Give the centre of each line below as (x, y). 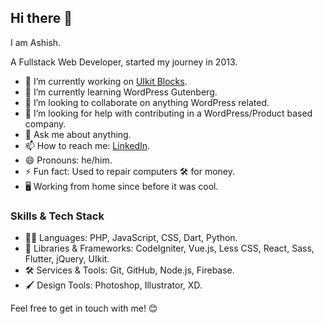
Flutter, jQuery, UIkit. (67, 259)
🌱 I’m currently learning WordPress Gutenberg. (121, 92)
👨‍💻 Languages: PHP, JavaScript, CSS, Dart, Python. (131, 238)
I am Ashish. (36, 42)
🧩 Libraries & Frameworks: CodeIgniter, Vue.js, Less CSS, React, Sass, (169, 248)
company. (45, 123)
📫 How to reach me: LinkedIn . (87, 145)
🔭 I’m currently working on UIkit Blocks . (106, 81)
